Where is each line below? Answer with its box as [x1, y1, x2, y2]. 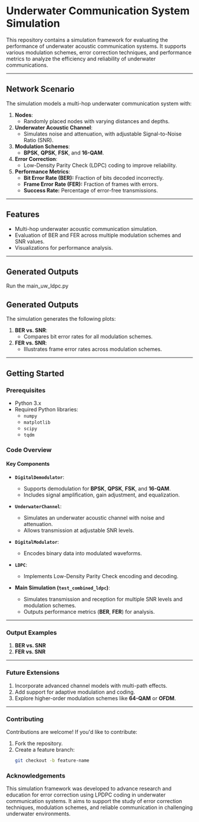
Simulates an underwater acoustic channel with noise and [23, 514, 165, 521]
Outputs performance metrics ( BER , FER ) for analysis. [23, 608, 155, 615]
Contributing [6, 715, 44, 723]
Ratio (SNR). [23, 136, 54, 143]
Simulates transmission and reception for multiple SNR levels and [23, 596, 183, 602]
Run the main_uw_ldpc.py [6, 282, 69, 289]
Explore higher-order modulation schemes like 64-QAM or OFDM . [14, 694, 176, 702]
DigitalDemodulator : [14, 473, 65, 481]
